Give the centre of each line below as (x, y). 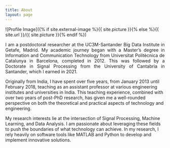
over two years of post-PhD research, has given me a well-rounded (75, 98)
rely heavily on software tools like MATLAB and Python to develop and (78, 134)
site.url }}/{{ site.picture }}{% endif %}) (46, 35)
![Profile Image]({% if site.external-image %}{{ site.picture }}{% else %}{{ (82, 29)
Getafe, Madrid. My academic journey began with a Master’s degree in (85, 50)
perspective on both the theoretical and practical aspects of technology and (84, 103)
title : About (19, 10)
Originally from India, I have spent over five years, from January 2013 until (82, 81)
